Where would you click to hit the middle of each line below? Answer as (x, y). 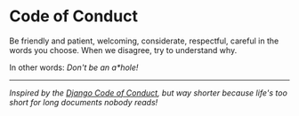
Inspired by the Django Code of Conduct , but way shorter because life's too (148, 93)
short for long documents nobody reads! (84, 102)
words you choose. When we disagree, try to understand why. (123, 50)
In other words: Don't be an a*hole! (74, 67)
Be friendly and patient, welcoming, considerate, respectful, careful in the (144, 41)
